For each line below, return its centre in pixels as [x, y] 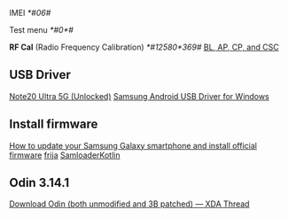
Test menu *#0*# [41, 30]
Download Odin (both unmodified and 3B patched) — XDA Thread [129, 204]
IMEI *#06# [30, 13]
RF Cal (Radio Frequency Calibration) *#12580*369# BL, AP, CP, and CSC [144, 47]
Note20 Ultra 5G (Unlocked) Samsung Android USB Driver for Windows [140, 96]
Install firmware [54, 125]
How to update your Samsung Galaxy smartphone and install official [133, 145]
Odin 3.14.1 [39, 183]
